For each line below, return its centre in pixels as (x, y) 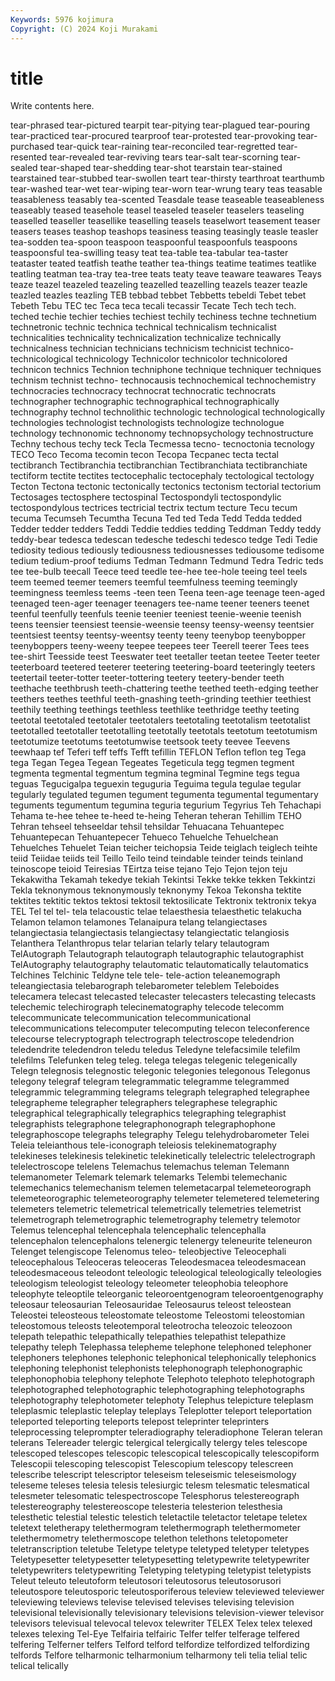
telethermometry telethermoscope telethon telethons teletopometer (149, 1538)
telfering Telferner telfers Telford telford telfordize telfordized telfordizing (160, 1645)
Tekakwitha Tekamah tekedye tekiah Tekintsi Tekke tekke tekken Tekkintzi (163, 880)
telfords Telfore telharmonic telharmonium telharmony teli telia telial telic (159, 1655)
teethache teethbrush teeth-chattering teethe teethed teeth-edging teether (164, 688)
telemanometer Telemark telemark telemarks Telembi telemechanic (149, 1177)
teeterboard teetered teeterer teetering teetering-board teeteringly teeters (163, 667)
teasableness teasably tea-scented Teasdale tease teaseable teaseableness (167, 200)
